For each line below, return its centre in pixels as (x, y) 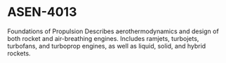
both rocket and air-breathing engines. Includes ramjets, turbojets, (103, 38)
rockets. (19, 53)
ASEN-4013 (42, 12)
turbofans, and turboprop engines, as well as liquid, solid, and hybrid (107, 46)
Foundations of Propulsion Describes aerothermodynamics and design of (113, 31)
